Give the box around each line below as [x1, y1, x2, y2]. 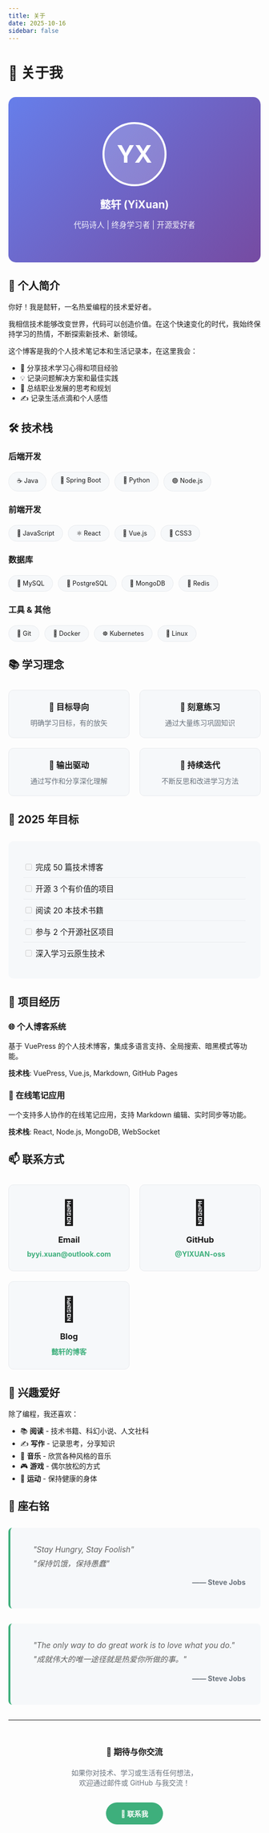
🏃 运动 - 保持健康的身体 [19, 1473, 98, 1483]
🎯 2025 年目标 [8, 813, 79, 827]
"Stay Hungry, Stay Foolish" [33, 1544, 134, 1556]
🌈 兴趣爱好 [8, 1386, 60, 1400]
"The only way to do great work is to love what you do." [33, 1641, 235, 1651]
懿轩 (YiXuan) [99, 197, 170, 211]
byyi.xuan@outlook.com [26, 1249, 111, 1259]
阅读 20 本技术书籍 [35, 905, 104, 916]
